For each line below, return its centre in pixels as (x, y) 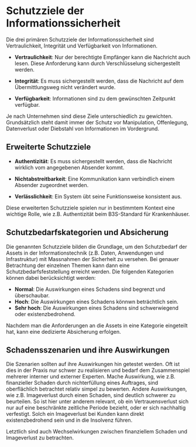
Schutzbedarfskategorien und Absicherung (87, 233)
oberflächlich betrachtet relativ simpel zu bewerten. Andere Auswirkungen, (97, 389)
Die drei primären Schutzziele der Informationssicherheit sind (80, 39)
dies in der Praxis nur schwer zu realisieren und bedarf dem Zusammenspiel (98, 370)
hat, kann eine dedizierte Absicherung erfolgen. (63, 331)
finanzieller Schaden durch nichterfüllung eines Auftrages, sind (82, 383)
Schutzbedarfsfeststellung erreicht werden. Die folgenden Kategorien (90, 272)
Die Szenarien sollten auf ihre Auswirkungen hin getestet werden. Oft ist (93, 364)
